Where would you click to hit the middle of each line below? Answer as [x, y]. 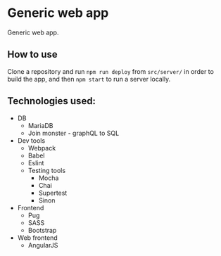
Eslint [36, 162]
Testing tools [46, 170]
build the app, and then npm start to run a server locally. [89, 79]
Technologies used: [52, 101]
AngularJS [43, 245]
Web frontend [37, 238]
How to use [32, 55]
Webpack [42, 148]
